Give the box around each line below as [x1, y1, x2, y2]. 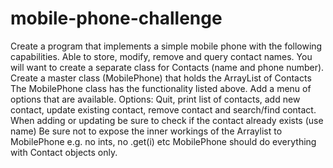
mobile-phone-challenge [10, 7, 223, 30]
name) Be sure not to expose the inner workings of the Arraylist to [10, 125, 283, 137]
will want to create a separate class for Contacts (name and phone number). [10, 61, 325, 73]
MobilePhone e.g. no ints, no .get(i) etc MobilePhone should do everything [10, 135, 317, 147]
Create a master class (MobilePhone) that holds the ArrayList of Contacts [10, 72, 312, 84]
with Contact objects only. [10, 146, 118, 158]
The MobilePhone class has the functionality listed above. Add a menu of [10, 82, 312, 94]
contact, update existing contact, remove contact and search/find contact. [10, 103, 317, 116]
